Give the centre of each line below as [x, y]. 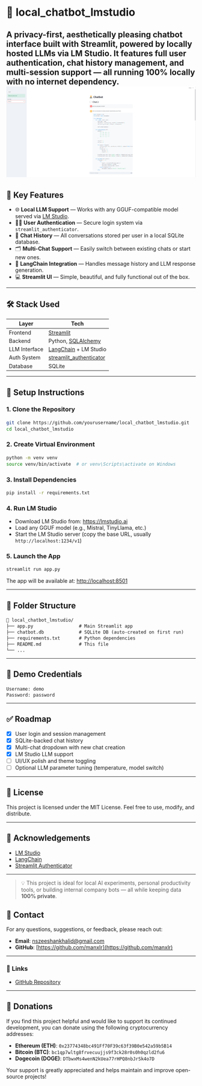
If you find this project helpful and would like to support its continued [92, 1021]
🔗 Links [17, 968]
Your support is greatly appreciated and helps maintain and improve [90, 1070]
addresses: [20, 1034]
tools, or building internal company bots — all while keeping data [101, 890]
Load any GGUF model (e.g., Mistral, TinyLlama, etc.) [81, 528]
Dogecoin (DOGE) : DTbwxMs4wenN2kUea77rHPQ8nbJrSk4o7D [85, 1058]
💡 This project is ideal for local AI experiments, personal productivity [106, 883]
